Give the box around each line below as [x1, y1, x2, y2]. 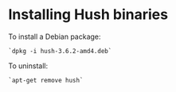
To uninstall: [8, 61, 49, 71]
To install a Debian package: [8, 32, 101, 41]
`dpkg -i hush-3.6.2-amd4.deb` [8, 47, 112, 55]
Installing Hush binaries [8, 6, 169, 24]
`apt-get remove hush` [8, 76, 84, 84]
